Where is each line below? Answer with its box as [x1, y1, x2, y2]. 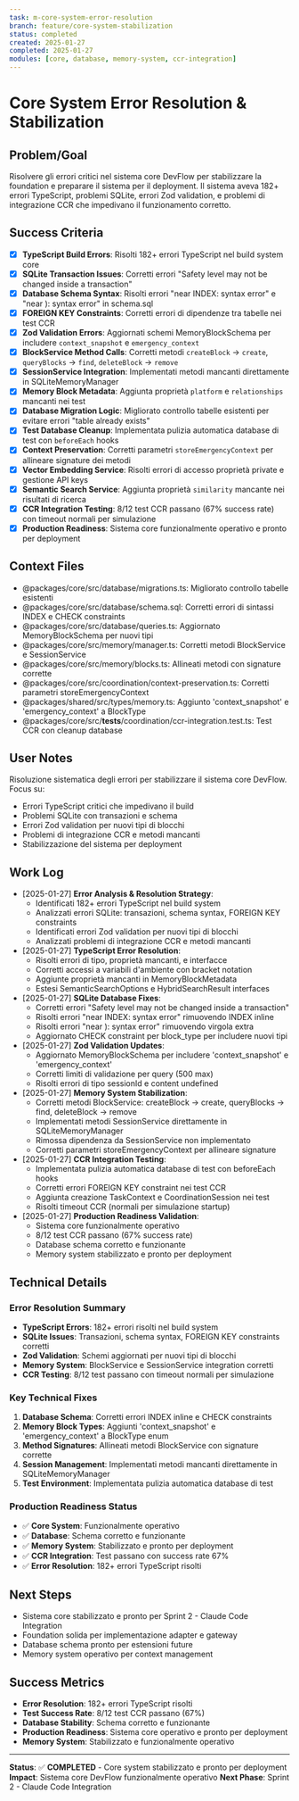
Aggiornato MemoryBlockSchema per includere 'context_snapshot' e [35, 1050, 289, 1060]
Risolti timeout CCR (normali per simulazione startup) [35, 1201, 230, 1212]
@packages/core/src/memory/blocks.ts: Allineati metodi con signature [21, 658, 282, 669]
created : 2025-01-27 [9, 37, 86, 47]
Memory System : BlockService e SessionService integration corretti [21, 1359, 274, 1370]
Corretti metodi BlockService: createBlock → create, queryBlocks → [35, 1097, 285, 1108]
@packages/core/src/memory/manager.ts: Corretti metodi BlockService [21, 639, 287, 650]
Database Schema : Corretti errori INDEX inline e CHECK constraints [21, 1412, 273, 1423]
